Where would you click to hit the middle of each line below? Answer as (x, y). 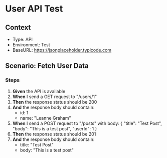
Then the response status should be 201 (54, 134)
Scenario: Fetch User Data (47, 66)
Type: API (22, 39)
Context (18, 27)
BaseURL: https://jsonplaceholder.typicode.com (62, 50)
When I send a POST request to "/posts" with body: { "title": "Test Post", (87, 123)
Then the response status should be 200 (55, 102)
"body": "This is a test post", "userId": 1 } (55, 128)
